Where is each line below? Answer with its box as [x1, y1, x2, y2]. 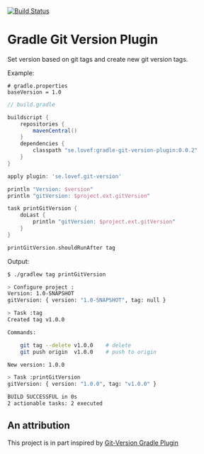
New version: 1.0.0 [7, 361, 65, 368]
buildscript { [7, 113, 50, 121]
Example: [7, 68, 35, 77]
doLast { [20, 211, 46, 219]
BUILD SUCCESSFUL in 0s [7, 394, 78, 401]
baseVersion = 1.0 [7, 89, 62, 96]
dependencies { [20, 140, 65, 148]
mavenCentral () [33, 127, 78, 134]
